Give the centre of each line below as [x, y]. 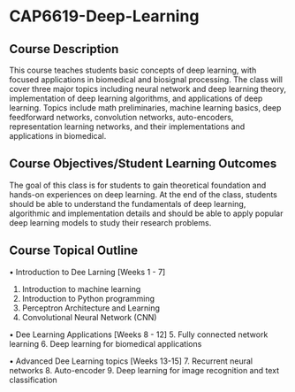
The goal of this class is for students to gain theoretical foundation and [138, 185]
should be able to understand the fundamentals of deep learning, [128, 204]
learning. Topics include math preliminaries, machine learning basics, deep [145, 108]
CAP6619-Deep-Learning [104, 16]
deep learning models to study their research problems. [110, 222]
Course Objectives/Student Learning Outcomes [143, 164]
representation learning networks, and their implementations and [127, 127]
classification [33, 380]
